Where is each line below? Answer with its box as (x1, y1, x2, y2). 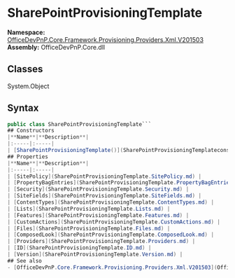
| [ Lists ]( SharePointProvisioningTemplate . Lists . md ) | (7, 205, 171, 212)
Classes (7, 63, 43, 75)
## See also (7, 257, 42, 264)
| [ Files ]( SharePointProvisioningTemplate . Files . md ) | (7, 225, 171, 232)
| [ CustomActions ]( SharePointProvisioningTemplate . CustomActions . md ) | (7, 218, 220, 225)
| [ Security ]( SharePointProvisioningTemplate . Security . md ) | (7, 186, 190, 193)
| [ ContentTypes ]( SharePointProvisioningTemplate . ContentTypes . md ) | (7, 199, 215, 206)
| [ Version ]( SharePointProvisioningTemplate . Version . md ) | (7, 251, 183, 258)
